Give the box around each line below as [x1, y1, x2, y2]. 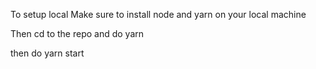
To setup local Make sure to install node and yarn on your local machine [10, 9, 307, 20]
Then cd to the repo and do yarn [10, 28, 145, 39]
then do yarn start [10, 47, 85, 59]
